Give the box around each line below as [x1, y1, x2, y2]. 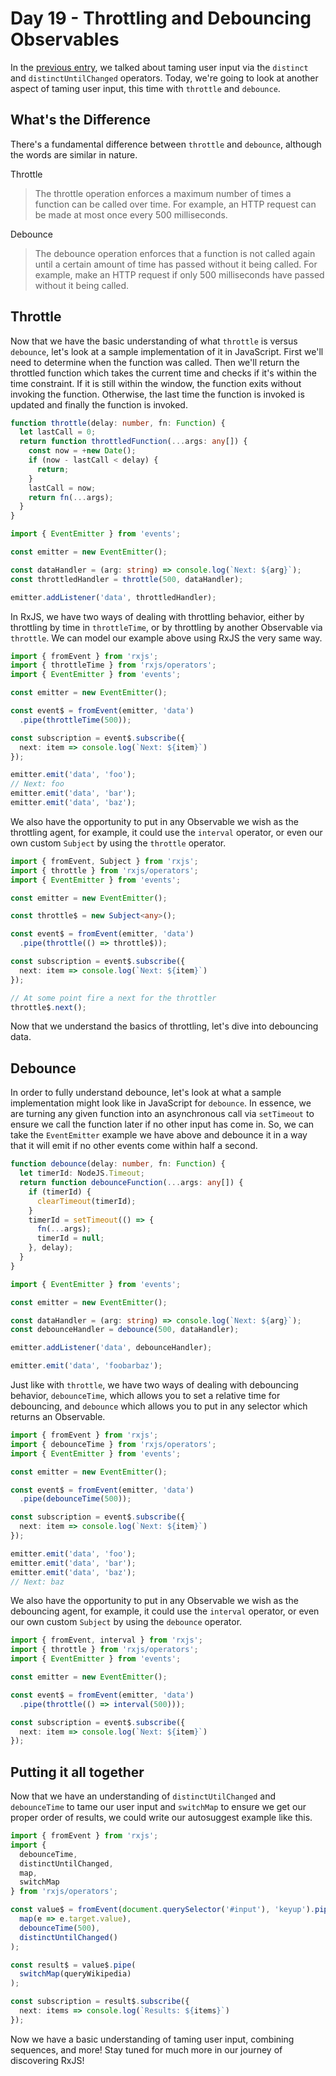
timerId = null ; [36, 1233, 105, 1244]
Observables [10, 28, 120, 51]
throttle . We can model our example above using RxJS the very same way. [10, 632, 323, 644]
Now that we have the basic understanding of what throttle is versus [10, 335, 298, 347]
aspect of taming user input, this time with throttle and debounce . [10, 82, 281, 94]
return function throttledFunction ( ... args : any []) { [19, 437, 248, 447]
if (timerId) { [28, 1187, 92, 1197]
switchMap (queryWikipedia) [19, 1969, 132, 1979]
